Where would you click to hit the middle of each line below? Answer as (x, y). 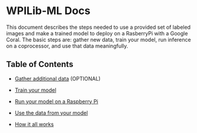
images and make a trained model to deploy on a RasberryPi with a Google (97, 33)
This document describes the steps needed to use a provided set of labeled (98, 27)
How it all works (34, 124)
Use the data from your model (51, 112)
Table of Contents (40, 64)
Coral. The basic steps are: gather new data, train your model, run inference (98, 39)
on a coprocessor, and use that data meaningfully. (67, 46)
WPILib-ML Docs (48, 11)
